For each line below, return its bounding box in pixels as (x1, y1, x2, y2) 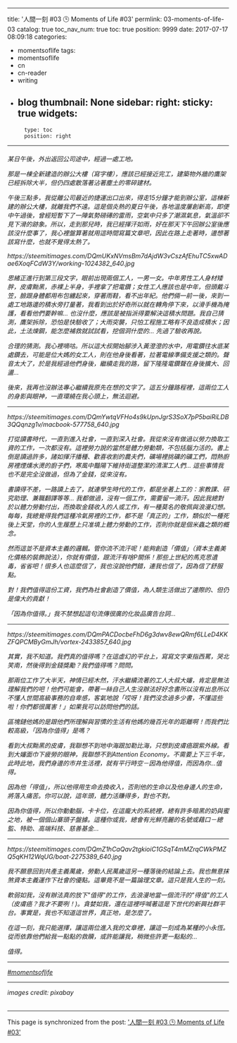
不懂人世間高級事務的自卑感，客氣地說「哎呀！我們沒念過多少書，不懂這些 (7, 694, 223, 702)
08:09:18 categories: (7, 32, 68, 41)
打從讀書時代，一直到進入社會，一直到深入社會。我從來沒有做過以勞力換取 (7, 435, 223, 443)
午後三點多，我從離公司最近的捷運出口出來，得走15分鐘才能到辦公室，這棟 (7, 193, 223, 202)
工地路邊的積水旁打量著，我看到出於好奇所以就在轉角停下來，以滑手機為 (13, 301, 223, 309)
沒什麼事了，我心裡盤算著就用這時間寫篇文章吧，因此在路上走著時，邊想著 (13, 229, 229, 237)
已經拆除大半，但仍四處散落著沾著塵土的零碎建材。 (7, 179, 155, 187)
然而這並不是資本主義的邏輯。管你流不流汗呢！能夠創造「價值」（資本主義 (7, 544, 220, 553)
